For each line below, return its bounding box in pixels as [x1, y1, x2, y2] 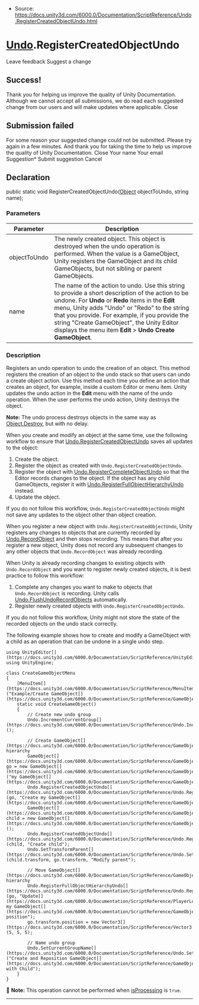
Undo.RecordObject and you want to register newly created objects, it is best [6, 566, 191, 573]
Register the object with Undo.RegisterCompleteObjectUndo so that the [14, 468, 190, 475]
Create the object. [14, 455, 59, 462]
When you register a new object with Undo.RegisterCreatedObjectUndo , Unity [6, 522, 192, 529]
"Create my [19, 795, 46, 800]
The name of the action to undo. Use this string [54, 281, 185, 289]
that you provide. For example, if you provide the [54, 311, 189, 319]
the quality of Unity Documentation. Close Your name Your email [6, 149, 163, 156]
